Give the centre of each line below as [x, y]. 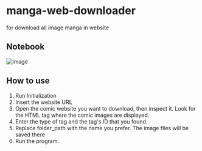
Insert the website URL [44, 102]
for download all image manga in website [58, 28]
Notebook [26, 47]
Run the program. [37, 141]
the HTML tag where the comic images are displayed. [82, 115]
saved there [30, 134]
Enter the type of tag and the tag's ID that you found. [81, 121]
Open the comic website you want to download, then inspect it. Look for [105, 108]
